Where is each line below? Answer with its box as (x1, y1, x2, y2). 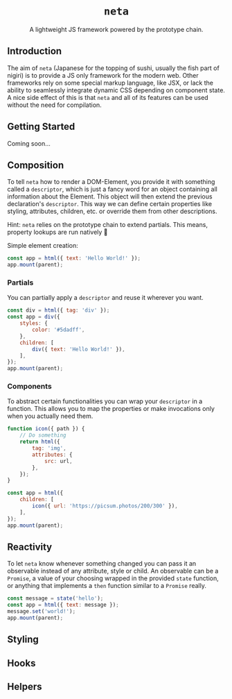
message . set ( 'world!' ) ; (7, 608, 76, 615)
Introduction (7, 45, 62, 57)
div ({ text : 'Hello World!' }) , (32, 346, 126, 353)
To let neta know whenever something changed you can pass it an (7, 559, 197, 568)
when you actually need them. (7, 412, 93, 421)
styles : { (19, 320, 48, 327)
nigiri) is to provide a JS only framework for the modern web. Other (7, 71, 199, 79)
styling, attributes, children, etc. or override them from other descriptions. (7, 207, 217, 216)
